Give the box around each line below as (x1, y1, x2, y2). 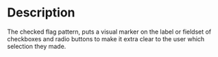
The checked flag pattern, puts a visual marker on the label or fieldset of (7, 27, 212, 36)
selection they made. (7, 42, 66, 50)
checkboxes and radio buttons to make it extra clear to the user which (7, 34, 205, 43)
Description (7, 5, 75, 21)
